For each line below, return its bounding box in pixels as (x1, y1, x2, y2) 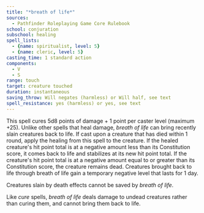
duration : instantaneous (6, 89, 70, 95)
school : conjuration (6, 26, 59, 33)
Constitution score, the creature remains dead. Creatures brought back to (6, 163, 192, 170)
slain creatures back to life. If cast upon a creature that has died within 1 (6, 130, 188, 137)
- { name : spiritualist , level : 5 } (12, 44, 100, 50)
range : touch (6, 77, 40, 83)
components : (6, 60, 37, 66)
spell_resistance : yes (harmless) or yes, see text (6, 100, 141, 106)
